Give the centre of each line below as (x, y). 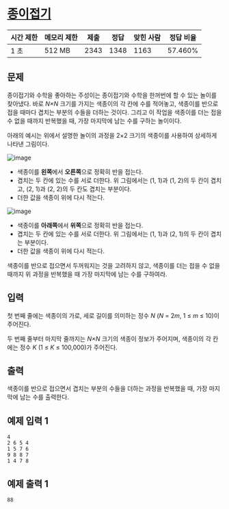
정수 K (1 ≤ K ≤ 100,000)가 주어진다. (68, 347)
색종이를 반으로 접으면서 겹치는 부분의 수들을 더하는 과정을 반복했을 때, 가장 (107, 388)
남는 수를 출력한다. (44, 397)
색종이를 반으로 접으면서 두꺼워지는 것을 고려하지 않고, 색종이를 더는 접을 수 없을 (114, 265)
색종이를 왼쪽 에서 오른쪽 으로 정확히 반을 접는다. (80, 171)
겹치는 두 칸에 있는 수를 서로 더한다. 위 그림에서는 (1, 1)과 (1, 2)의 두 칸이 (113, 180)
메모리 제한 (61, 37)
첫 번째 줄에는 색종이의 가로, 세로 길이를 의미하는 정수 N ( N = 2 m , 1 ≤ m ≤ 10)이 (113, 315)
